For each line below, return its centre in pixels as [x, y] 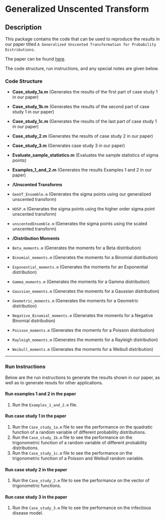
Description [23, 27]
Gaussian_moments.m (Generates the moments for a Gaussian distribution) [86, 291]
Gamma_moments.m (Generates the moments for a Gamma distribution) [81, 282]
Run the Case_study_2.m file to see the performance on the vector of [81, 481]
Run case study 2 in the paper [36, 469]
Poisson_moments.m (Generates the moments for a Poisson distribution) [83, 330]
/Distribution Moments [36, 238]
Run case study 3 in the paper [36, 497]
